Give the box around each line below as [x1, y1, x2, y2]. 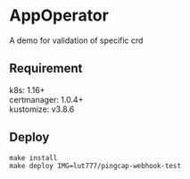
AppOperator [9, 5, 109, 26]
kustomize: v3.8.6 [9, 104, 75, 115]
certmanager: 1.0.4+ [9, 94, 84, 105]
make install [9, 153, 58, 162]
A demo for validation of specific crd [9, 35, 144, 46]
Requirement [9, 61, 83, 76]
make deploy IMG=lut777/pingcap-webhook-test [9, 161, 181, 170]
